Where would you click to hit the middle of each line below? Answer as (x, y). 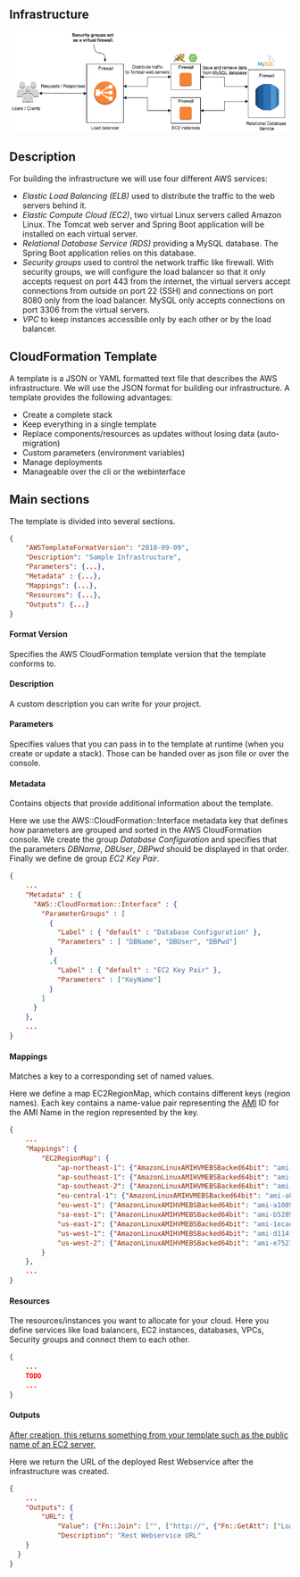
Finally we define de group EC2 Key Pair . (84, 859)
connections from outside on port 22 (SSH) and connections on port (148, 290)
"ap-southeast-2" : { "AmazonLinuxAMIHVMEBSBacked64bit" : (163, 1187)
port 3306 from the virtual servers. (86, 309)
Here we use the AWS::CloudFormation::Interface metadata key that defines (149, 821)
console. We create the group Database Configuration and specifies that (143, 839)
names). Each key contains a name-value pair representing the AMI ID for (144, 1103)
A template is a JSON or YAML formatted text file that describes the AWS (143, 378)
